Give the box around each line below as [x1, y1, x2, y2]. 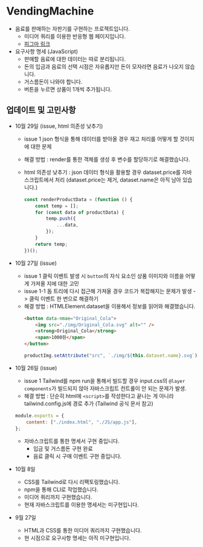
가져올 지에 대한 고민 [30, 280, 80, 287]
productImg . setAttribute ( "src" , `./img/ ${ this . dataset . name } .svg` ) [24, 353, 198, 359]
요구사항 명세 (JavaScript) [14, 47, 79, 55]
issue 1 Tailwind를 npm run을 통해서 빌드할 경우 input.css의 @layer [24, 377, 185, 384]
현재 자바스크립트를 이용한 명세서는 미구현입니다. [24, 501, 139, 508]
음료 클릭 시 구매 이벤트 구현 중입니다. [33, 453, 122, 460]
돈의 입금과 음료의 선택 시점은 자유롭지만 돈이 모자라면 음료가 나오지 [24, 62, 184, 70]
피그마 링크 [24, 40, 50, 47]
